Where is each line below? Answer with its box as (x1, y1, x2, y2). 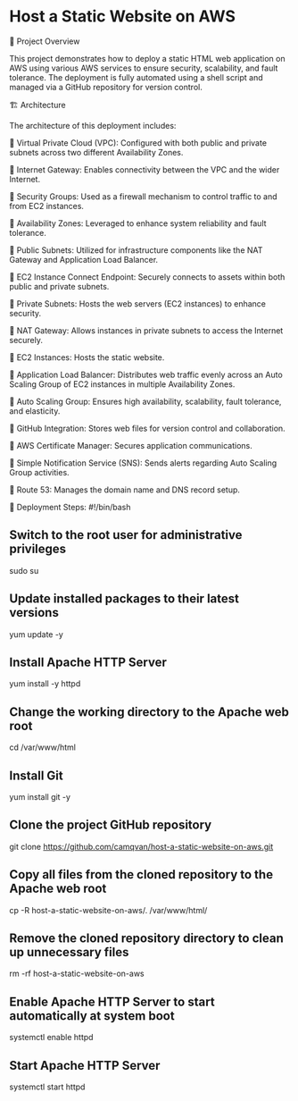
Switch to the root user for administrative (9, 527, 243, 542)
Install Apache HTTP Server (9, 654, 168, 669)
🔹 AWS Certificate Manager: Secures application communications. (9, 440, 252, 450)
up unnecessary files (9, 945, 129, 960)
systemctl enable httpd (9, 1032, 94, 1043)
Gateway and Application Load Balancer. (9, 254, 159, 265)
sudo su (9, 565, 39, 576)
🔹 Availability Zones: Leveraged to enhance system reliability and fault (9, 217, 267, 229)
